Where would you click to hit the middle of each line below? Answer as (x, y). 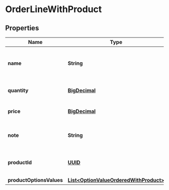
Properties (22, 28)
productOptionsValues (35, 180)
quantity (18, 90)
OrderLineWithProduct (54, 9)
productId (20, 162)
